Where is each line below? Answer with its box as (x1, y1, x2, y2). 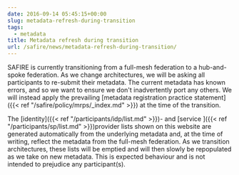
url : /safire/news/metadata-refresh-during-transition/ (7, 43, 177, 51)
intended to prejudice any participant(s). (7, 160, 126, 168)
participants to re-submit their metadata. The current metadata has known (7, 78, 226, 86)
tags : (7, 23, 24, 31)
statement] (193, 93, 226, 102)
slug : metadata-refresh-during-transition (7, 17, 136, 24)
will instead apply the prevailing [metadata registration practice (7, 93, 193, 102)
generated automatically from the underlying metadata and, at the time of (7, 129, 223, 138)
